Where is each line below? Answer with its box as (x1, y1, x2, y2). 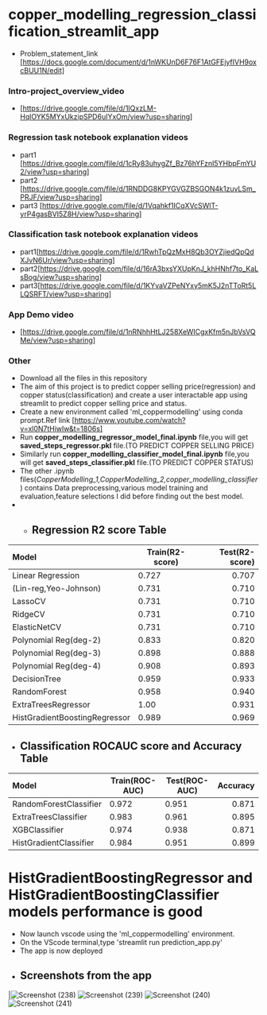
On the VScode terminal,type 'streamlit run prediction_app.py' (19, 937, 222, 947)
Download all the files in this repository (19, 374, 148, 383)
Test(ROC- (165, 775, 209, 786)
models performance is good (8, 903, 203, 921)
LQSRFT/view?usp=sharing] (19, 289, 112, 299)
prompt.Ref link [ (19, 416, 75, 425)
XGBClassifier (12, 824, 64, 835)
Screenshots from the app (19, 969, 153, 982)
